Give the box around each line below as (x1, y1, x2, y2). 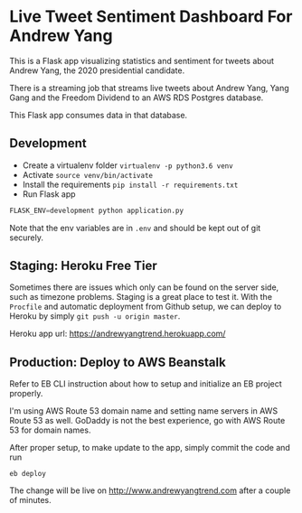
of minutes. (9, 495, 52, 506)
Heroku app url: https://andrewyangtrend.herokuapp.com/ (9, 328, 226, 340)
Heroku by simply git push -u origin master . (9, 311, 181, 322)
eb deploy (9, 470, 47, 479)
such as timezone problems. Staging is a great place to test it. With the (9, 292, 273, 303)
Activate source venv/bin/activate (22, 169, 154, 180)
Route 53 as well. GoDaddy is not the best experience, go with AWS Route (9, 415, 286, 426)
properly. (9, 388, 43, 399)
